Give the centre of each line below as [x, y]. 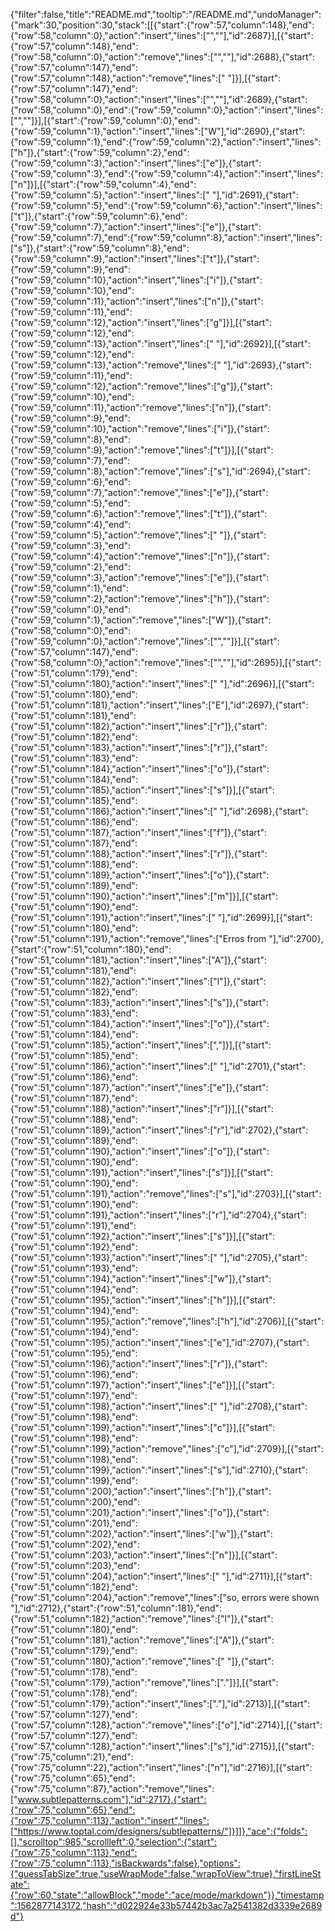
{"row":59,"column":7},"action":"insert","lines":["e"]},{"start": [136, 227]
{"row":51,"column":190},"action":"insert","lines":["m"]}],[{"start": [144, 896]
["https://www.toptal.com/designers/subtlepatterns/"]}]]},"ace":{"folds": [159, 1831]
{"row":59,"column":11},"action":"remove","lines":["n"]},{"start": [141, 407]
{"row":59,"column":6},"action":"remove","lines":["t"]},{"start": [139, 513]
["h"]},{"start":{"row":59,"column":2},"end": [100, 152]
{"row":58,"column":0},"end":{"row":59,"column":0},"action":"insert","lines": [166, 110]
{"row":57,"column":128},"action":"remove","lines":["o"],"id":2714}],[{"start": [166, 1725]
